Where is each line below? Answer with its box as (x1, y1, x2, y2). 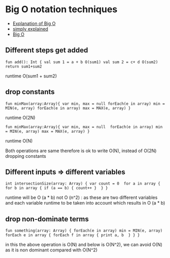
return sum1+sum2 (5, 64, 42, 69)
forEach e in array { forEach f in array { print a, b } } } (5, 233, 140, 238)
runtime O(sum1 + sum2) (5, 73, 57, 79)
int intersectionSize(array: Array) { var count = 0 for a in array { (5, 181, 160, 186)
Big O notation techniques (5, 4, 118, 15)
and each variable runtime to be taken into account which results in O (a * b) (5, 200, 165, 206)
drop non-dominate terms (5, 215, 89, 223)
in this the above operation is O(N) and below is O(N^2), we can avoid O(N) (5, 242, 163, 248)
